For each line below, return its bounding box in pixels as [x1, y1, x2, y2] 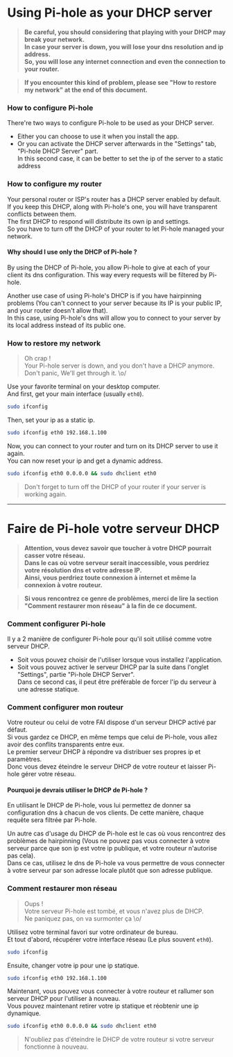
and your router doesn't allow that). [7, 306, 108, 314]
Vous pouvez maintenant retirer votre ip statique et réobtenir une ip [7, 1002, 199, 1010]
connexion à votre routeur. [24, 580, 103, 589]
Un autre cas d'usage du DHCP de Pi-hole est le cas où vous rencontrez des [7, 829, 226, 838]
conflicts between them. [7, 210, 76, 218]
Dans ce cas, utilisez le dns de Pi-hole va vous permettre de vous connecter [7, 859, 225, 867]
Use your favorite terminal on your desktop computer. [7, 382, 161, 391]
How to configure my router [7, 179, 102, 189]
